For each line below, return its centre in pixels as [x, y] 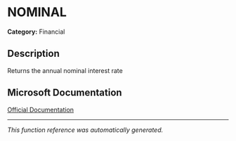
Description [33, 54]
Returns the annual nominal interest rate [65, 70]
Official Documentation [41, 109]
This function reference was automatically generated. [85, 130]
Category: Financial [36, 32]
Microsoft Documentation [65, 93]
